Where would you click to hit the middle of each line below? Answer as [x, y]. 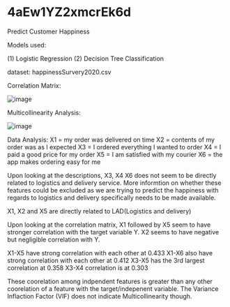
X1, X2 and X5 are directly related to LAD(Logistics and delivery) [99, 211]
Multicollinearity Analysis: [44, 112]
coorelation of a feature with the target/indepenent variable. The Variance [113, 289]
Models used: [27, 45]
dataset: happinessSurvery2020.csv [59, 72]
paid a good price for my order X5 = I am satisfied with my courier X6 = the [115, 154]
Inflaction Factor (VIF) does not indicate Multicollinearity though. [100, 296]
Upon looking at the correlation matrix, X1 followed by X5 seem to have [109, 225]
